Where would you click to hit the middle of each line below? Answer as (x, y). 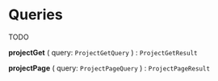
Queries (36, 15)
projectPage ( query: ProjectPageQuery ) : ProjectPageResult (109, 68)
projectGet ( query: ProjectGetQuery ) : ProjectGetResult (103, 52)
